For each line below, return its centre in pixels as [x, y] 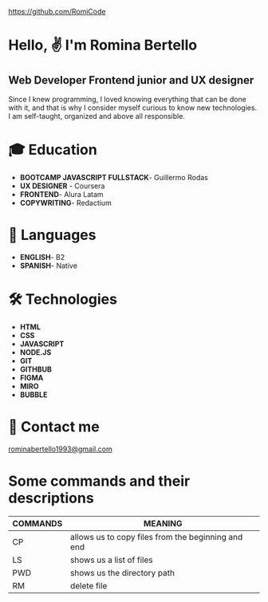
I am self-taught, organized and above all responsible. [97, 116]
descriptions [51, 498]
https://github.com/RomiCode [57, 12]
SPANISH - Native [49, 266]
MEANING [163, 523]
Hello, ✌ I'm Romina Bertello [103, 45]
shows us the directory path [123, 572]
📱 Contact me [54, 427]
